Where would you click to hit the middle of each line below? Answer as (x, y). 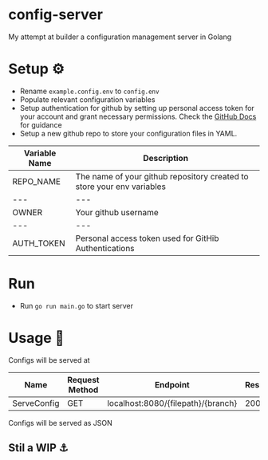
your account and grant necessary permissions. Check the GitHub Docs (138, 116)
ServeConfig (36, 403)
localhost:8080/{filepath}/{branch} (172, 403)
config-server (56, 15)
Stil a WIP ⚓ (39, 448)
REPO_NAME (37, 181)
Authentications (105, 248)
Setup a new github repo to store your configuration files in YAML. (128, 133)
